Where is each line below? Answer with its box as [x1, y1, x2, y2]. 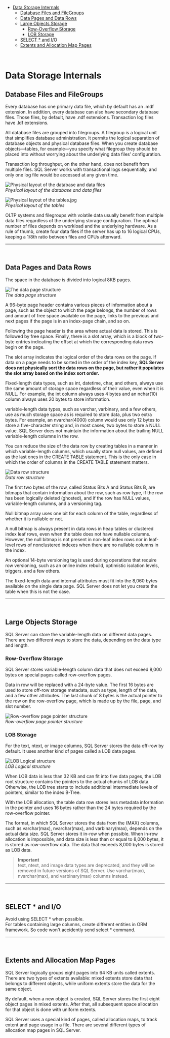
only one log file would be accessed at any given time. [5, 172, 119, 177]
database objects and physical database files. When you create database [5, 140, 158, 146]
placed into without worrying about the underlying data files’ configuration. [5, 151, 162, 157]
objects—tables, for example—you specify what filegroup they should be [5, 146, 157, 152]
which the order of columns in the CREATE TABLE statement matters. [5, 459, 149, 465]
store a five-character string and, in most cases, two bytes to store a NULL [5, 422, 161, 428]
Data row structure [5, 474, 45, 480]
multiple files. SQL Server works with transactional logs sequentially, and [5, 166, 157, 172]
